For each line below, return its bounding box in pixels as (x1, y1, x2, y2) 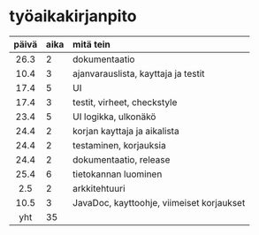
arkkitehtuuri (72, 182, 126, 194)
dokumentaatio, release (72, 153, 171, 165)
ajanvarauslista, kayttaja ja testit (72, 67, 205, 80)
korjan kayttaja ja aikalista (72, 125, 179, 137)
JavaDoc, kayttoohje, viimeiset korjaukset (72, 196, 246, 208)
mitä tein (72, 38, 110, 50)
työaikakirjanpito (9, 6, 137, 27)
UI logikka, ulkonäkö (72, 110, 156, 123)
